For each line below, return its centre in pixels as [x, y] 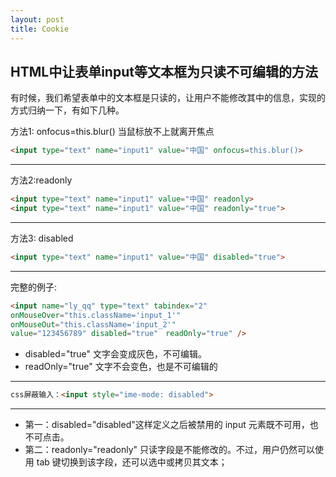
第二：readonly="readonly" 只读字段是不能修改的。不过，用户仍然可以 [170, 450]
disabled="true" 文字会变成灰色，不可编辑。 [116, 354]
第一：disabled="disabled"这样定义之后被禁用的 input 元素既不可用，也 [171, 425]
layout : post [37, 19]
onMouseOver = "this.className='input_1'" [96, 315]
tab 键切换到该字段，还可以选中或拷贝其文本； [132, 462]
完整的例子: [34, 287]
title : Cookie [40, 29]
